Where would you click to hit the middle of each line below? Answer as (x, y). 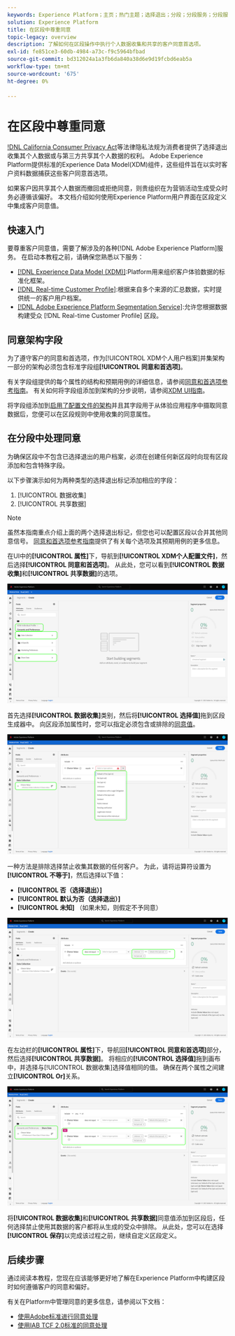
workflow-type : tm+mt (39, 67)
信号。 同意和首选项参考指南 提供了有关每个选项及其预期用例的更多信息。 (118, 541)
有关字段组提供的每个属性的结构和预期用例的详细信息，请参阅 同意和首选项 (114, 381)
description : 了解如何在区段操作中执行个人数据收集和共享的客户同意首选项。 (106, 44)
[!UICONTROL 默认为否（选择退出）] (69, 899)
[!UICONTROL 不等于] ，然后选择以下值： (66, 875)
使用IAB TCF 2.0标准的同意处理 (62, 1325)
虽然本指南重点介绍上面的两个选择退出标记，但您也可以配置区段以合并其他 (114, 532)
